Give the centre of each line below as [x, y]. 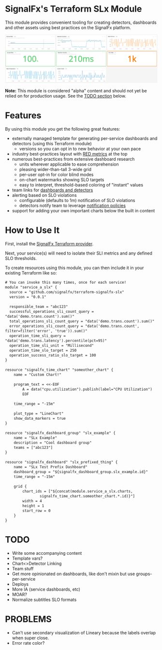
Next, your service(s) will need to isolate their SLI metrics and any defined [79, 253]
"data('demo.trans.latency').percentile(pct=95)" [56, 341]
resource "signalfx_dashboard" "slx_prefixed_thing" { [61, 462]
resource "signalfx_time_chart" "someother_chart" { [59, 370]
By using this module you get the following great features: [63, 129]
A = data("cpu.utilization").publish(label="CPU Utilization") [87, 389]
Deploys [20, 584]
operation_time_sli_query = [38, 336]
